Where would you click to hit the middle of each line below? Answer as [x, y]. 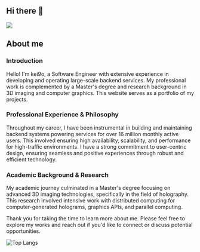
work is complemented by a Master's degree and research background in [96, 87]
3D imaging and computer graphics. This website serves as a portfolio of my [100, 93]
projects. [17, 99]
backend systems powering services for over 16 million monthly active [93, 134]
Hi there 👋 [25, 11]
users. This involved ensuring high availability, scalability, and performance [99, 140]
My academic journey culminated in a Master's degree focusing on [88, 188]
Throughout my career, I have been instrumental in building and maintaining [99, 127]
